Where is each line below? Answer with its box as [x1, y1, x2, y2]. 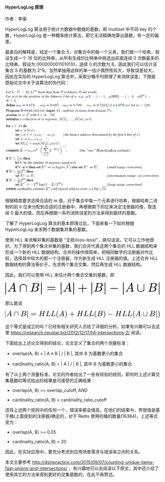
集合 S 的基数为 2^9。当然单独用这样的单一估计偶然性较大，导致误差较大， [5, 67, 157, 73]
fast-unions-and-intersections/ [5, 465, 68, 471]
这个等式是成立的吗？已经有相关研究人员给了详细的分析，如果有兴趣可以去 [5, 324, 156, 330]
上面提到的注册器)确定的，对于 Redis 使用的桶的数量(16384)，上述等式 [15, 413, 158, 419]
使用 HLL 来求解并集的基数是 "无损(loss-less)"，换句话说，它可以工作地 [5, 237, 150, 243]
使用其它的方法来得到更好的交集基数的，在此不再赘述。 [5, 472, 117, 478]
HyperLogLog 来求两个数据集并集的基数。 [5, 227, 90, 232]
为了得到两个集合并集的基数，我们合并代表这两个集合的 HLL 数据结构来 [13, 243, 158, 249]
